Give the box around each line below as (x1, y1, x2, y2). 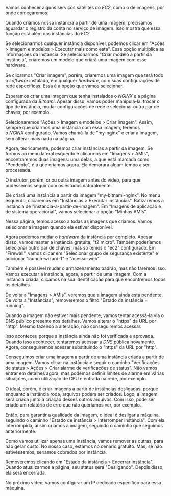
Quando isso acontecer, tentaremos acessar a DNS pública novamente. (5, 339, 156, 345)
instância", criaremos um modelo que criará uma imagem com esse (5, 57, 147, 63)
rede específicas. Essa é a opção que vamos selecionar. (5, 83, 124, 89)
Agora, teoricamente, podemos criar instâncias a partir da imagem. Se (5, 145, 153, 151)
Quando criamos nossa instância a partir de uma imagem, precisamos (5, 20, 152, 26)
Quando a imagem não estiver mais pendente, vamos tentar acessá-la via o (5, 312, 164, 319)
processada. (5, 167, 32, 173)
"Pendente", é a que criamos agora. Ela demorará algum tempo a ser (5, 162, 150, 168)
